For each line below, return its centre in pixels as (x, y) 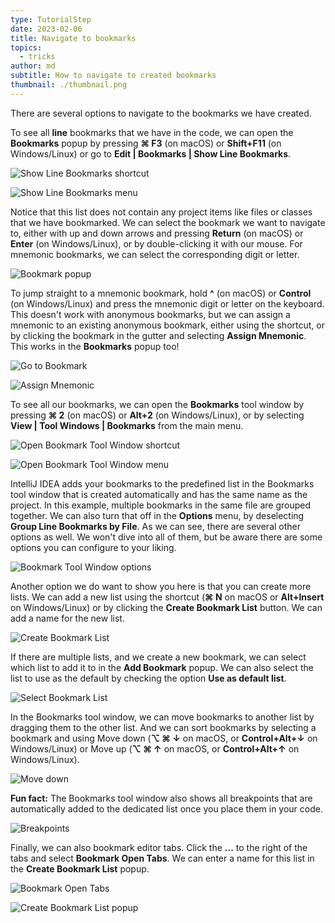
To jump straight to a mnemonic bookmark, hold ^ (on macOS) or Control (161, 293)
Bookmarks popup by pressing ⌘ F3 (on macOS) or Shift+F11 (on (146, 143)
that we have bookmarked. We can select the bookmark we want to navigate (168, 222)
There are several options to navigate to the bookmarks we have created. (161, 113)
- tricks (37, 57)
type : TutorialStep (51, 19)
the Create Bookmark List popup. (80, 868)
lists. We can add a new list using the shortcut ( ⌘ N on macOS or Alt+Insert (167, 597)
